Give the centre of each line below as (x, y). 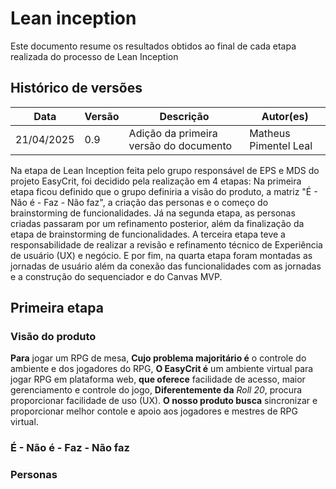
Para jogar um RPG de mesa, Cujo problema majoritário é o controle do (158, 358)
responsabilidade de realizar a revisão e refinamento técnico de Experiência (166, 244)
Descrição (184, 116)
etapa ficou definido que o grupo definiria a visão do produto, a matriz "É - (164, 191)
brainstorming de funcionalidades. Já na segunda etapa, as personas (153, 213)
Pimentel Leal (281, 145)
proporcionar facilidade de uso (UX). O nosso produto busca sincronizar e (164, 401)
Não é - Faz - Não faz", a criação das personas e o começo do (139, 202)
